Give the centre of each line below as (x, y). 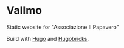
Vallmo (24, 10)
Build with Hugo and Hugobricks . (48, 38)
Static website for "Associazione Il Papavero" (63, 27)
